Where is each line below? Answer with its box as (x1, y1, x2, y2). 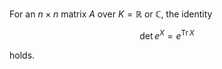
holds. (9, 49, 36, 61)
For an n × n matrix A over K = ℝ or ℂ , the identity (9, 8, 213, 20)
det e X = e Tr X (139, 28, 195, 42)
